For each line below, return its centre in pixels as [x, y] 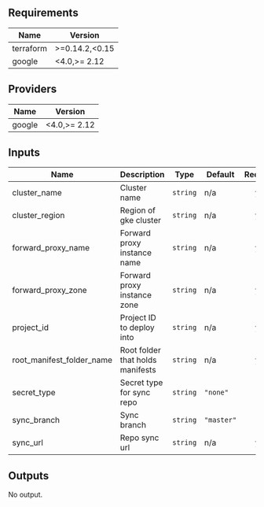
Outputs [29, 476]
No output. [26, 494]
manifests [138, 370]
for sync [135, 393]
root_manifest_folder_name [62, 360]
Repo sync [139, 438]
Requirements [43, 13]
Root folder [140, 350]
